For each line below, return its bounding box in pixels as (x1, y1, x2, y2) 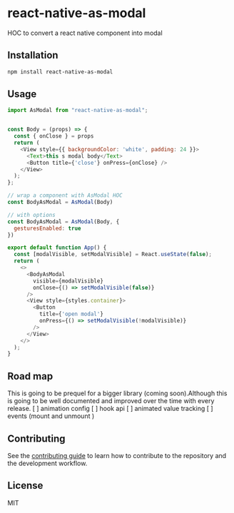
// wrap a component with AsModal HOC (7, 192, 123, 199)
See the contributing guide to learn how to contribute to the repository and (7, 451, 227, 459)
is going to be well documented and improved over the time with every (7, 397, 215, 405)
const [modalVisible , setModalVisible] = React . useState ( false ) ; (14, 251, 213, 258)
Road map (7, 370, 54, 382)
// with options (7, 211, 56, 218)
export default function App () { (7, 244, 107, 251)
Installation (7, 49, 58, 61)
